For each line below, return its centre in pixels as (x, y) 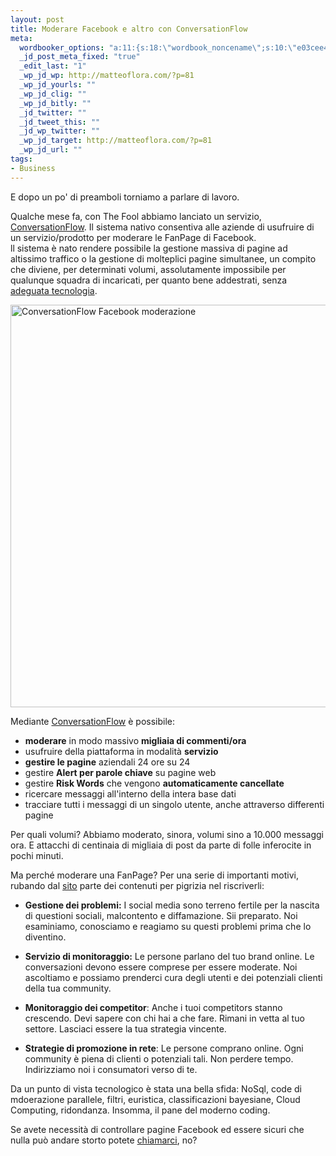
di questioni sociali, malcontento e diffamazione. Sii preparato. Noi (161, 915)
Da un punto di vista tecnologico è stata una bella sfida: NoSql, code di (156, 1088)
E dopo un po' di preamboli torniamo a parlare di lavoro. (125, 197)
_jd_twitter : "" (53, 112)
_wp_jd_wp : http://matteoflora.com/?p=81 (107, 76)
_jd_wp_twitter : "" (60, 131)
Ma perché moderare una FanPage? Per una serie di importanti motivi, (154, 875)
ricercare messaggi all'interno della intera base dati (130, 793)
